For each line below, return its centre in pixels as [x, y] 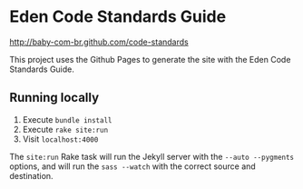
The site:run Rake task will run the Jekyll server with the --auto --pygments [152, 156]
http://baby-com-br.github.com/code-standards [99, 42]
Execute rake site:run [65, 129]
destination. [31, 175]
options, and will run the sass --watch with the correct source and [132, 166]
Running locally [54, 98]
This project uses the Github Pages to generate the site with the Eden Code [150, 59]
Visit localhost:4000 [60, 139]
